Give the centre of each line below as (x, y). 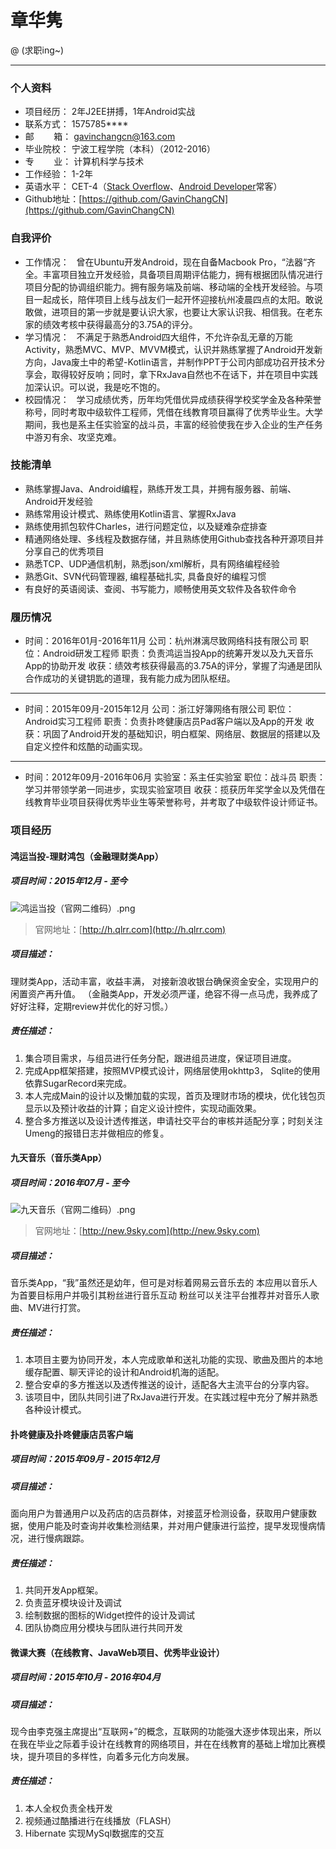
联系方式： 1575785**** (76, 124)
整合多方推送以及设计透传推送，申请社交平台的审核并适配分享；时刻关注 (173, 1120)
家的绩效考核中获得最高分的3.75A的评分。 (111, 324)
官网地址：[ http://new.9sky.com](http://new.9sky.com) (147, 1231)
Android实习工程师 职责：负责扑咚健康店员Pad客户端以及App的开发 (163, 722)
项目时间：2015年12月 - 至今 (69, 881)
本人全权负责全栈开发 (68, 1808)
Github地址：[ (53, 199)
